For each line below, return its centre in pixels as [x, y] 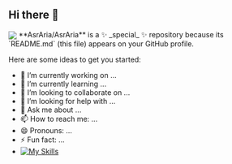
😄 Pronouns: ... [46, 130]
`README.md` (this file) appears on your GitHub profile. [101, 43]
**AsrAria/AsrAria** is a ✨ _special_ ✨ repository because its [121, 34]
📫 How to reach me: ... [59, 119]
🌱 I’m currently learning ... [63, 84]
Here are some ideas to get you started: [75, 59]
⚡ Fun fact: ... [42, 140]
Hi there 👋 [34, 15]
